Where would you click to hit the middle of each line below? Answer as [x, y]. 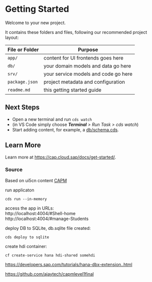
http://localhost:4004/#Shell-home [40, 213]
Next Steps [22, 108]
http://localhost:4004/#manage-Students [47, 219]
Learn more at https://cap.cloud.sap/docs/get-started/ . [61, 157]
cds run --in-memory [26, 199]
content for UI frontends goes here [83, 58]
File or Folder [23, 49]
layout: [12, 37]
